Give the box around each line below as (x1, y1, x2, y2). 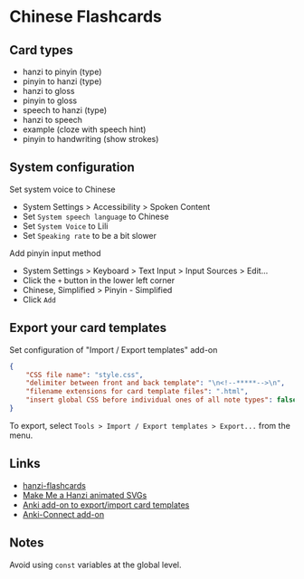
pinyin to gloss (22, 95, 78, 106)
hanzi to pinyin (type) (22, 66, 102, 77)
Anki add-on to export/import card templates (22, 499, 190, 510)
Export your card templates (9, 320, 167, 336)
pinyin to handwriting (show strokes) (22, 134, 159, 144)
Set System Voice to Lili (22, 220, 109, 232)
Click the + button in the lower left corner (22, 274, 176, 286)
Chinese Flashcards (9, 6, 163, 27)
